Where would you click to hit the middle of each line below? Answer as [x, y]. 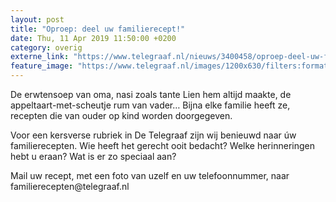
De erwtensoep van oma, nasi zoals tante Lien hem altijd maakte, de [151, 94]
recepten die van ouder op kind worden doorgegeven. [121, 115]
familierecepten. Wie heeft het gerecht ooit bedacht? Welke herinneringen [162, 145]
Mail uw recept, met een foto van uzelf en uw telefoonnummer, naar [150, 175]
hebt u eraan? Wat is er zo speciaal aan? [93, 156]
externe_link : [40, 57]
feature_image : [42, 66]
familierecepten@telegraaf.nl [70, 186]
